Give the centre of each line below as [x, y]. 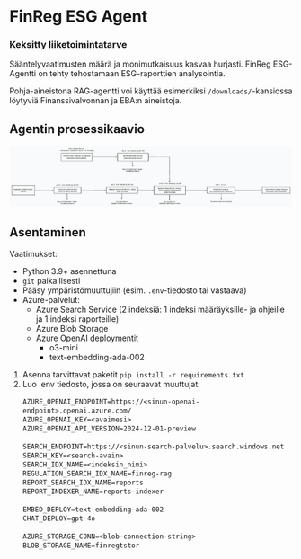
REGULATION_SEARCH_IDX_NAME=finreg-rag [97, 474]
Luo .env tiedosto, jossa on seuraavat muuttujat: [111, 384]
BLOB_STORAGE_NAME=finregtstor [81, 546]
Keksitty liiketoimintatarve [68, 45]
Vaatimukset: [34, 253]
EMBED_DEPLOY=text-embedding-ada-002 [93, 510]
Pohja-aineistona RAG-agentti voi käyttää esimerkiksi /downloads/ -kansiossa [151, 91]
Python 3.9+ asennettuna [69, 271]
